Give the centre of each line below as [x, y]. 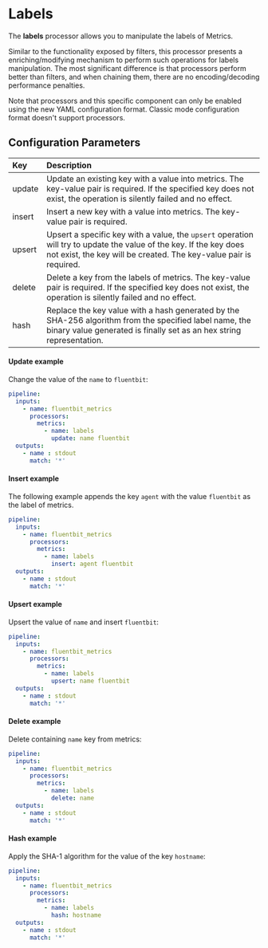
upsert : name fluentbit [90, 681]
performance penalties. [47, 85]
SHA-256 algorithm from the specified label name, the [149, 320]
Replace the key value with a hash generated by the [143, 310]
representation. [75, 340]
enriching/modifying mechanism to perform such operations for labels [124, 60]
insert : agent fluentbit [92, 564]
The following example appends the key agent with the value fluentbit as [130, 496]
